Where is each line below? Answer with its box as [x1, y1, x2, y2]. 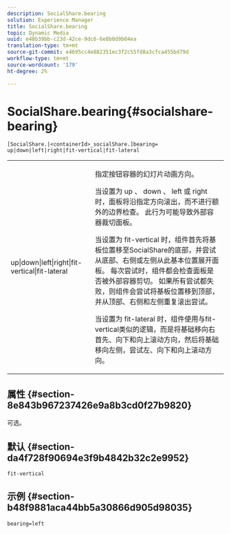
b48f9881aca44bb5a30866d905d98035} [7, 502, 192, 514]
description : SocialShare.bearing [7, 10, 107, 17]
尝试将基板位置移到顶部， [136, 287, 219, 297]
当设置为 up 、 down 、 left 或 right [95, 187, 208, 197]
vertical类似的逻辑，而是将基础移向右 [95, 325, 215, 335]
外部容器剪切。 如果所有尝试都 [109, 277, 208, 286]
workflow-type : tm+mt [7, 55, 69, 62]
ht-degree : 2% [7, 68, 48, 75]
